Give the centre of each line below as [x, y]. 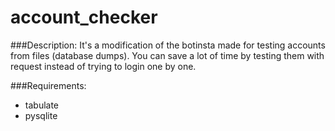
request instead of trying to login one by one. [103, 66]
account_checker [84, 17]
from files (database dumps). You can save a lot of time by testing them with [167, 55]
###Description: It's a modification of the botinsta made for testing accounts [168, 45]
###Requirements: [48, 85]
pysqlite [41, 115]
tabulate [42, 105]
